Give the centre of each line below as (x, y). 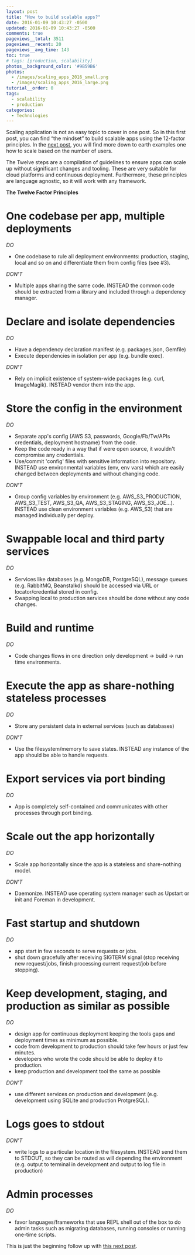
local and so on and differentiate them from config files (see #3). (93, 263)
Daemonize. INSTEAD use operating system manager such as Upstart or (102, 893)
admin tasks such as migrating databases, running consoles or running (100, 1228)
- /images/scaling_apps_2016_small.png (60, 77)
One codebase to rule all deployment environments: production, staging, (102, 257)
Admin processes (50, 1194)
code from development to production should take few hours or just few (101, 1046)
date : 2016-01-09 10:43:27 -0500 (47, 22)
